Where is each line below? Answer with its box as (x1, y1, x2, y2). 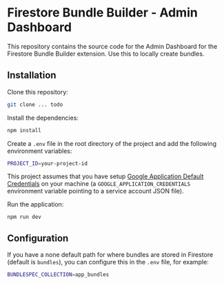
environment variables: (7, 147, 72, 155)
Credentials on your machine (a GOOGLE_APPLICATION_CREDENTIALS (7, 180, 191, 188)
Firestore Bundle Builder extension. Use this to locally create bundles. (7, 50, 205, 58)
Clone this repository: (7, 87, 69, 96)
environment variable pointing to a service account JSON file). (7, 187, 184, 196)
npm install (7, 127, 41, 134)
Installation (7, 70, 57, 81)
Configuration (7, 232, 69, 244)
